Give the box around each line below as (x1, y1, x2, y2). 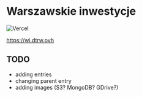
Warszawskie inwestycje (6, 4, 136, 18)
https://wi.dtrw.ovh (6, 36, 54, 44)
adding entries (15, 71, 52, 78)
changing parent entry (15, 77, 72, 84)
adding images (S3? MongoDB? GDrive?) (15, 83, 119, 91)
